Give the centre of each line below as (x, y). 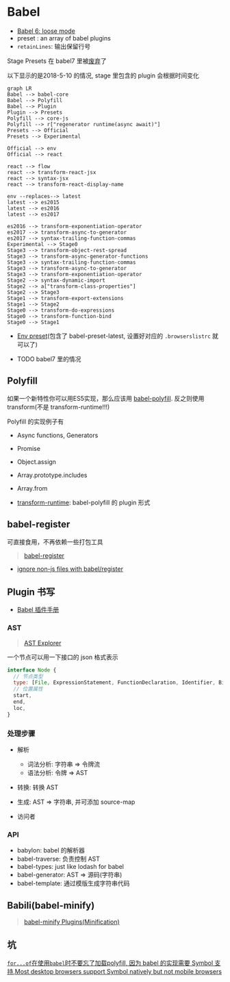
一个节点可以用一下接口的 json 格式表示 (63, 657)
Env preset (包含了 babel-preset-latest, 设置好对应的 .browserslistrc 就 (118, 336)
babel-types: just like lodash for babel (71, 867)
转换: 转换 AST (38, 787)
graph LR (20, 88)
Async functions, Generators (57, 435)
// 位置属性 (28, 689)
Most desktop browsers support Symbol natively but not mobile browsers (118, 971)
